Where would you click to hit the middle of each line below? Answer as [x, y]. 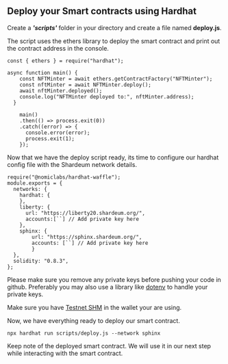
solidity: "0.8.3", [41, 261]
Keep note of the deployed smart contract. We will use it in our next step [109, 346]
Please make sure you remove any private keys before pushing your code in [114, 279]
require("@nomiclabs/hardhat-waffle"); [64, 177]
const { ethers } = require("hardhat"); [66, 61]
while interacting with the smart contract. [65, 353]
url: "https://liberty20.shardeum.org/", [85, 213]
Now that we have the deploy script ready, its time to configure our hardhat [113, 157]
